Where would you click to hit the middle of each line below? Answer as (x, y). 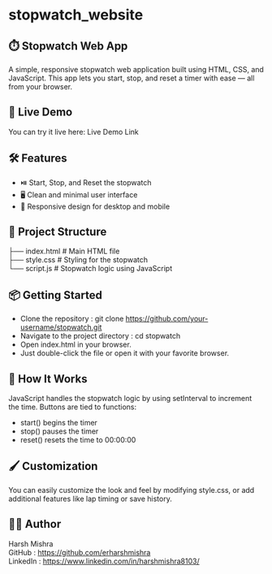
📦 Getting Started (56, 295)
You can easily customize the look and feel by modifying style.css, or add (132, 490)
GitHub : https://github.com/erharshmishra (80, 552)
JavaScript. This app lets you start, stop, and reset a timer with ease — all (132, 78)
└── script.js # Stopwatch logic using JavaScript (91, 269)
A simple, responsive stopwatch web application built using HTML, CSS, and (136, 69)
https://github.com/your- (167, 319)
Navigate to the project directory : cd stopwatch (100, 336)
